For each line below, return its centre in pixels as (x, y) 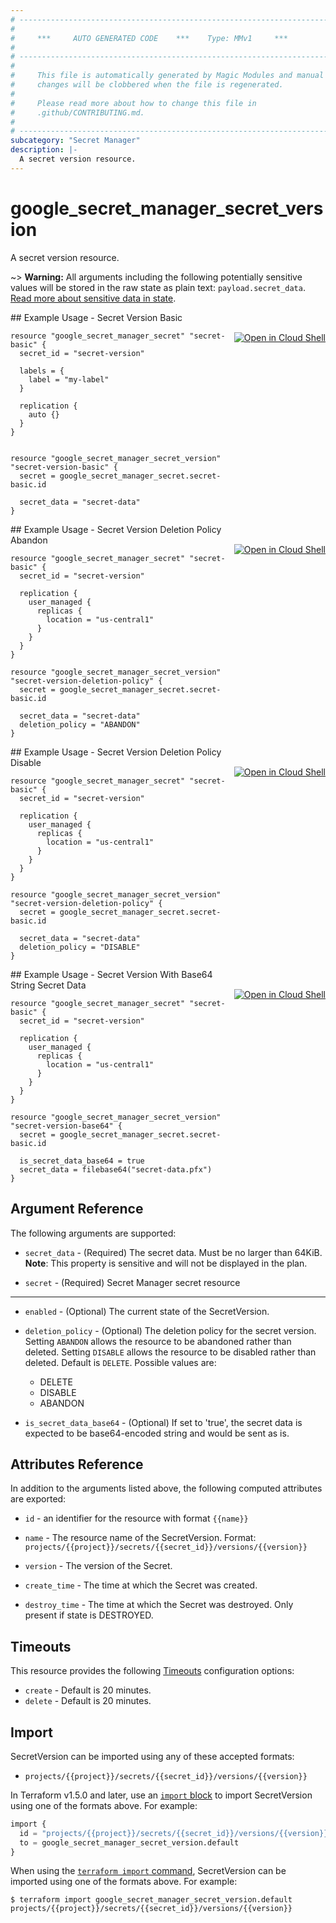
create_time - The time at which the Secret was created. (141, 1585)
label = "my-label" (69, 379)
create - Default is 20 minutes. (88, 1690)
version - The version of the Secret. (98, 1566)
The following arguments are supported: (93, 1233)
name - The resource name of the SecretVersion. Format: (140, 1538)
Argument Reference (77, 1209)
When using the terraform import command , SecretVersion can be (148, 1871)
